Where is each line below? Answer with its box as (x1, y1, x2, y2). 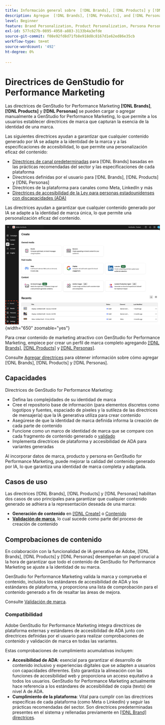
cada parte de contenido (12, 423, 62, 429)
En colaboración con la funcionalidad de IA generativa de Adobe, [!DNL (5, 549, 150, 554)
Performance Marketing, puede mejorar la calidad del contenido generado (5, 458, 156, 464)
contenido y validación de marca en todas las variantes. (5, 638, 118, 644)
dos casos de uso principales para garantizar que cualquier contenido (5, 496, 147, 502)
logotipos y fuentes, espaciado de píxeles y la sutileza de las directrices (12, 407, 158, 413)
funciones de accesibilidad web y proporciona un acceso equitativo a (12, 672, 153, 678)
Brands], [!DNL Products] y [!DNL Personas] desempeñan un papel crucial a (5, 553, 159, 560)
